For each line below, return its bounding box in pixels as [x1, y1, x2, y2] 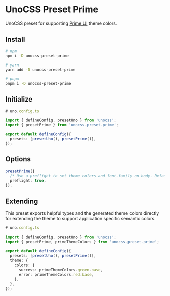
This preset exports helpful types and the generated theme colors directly [5, 210, 159, 216]
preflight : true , [10, 178, 47, 183]
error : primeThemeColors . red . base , [18, 272, 94, 277]
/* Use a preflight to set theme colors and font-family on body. [10, 173, 153, 178]
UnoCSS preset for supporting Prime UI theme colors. [5, 20, 117, 26]
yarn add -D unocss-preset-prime [5, 67, 76, 72]
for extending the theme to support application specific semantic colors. [5, 216, 156, 222]
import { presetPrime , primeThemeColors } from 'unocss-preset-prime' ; [5, 239, 159, 244]
